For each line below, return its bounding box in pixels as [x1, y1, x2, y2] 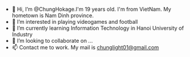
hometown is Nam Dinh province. [11, 12, 94, 19]
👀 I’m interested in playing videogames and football [11, 18, 139, 25]
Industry [11, 31, 33, 38]
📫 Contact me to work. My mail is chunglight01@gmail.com [11, 44, 160, 50]
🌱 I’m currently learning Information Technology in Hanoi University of [11, 24, 184, 31]
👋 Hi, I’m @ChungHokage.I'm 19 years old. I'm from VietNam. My [11, 6, 171, 12]
